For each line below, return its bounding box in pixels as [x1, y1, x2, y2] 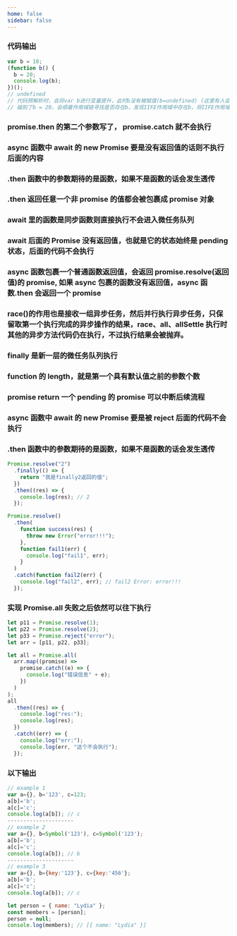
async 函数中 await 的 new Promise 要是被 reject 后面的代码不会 [7, 413, 227, 423]
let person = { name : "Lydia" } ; [7, 902, 106, 909]
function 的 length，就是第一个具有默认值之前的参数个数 [7, 372, 200, 382]
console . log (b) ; [13, 78, 61, 85]
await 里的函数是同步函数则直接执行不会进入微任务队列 [7, 215, 195, 225]
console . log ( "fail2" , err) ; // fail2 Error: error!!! [20, 578, 181, 585]
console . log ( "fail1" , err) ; [25, 552, 109, 559]
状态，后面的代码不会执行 [7, 246, 95, 256]
